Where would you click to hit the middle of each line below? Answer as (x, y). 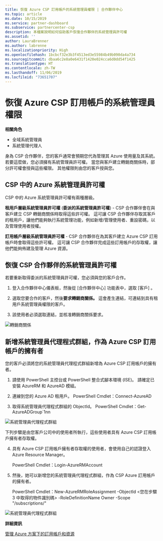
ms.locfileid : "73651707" (31, 77)
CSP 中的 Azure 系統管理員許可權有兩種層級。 (51, 197)
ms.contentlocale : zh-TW (30, 68)
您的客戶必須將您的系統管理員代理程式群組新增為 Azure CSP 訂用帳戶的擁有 (81, 363)
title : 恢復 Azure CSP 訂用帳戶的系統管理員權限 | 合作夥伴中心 (64, 9)
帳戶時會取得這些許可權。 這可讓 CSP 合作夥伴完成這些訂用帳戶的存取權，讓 (81, 242)
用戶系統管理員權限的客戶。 (40, 304)
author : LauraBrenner (27, 41)
